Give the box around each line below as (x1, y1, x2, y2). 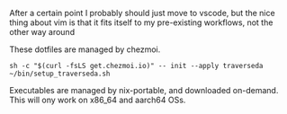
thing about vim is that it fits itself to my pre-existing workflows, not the (9, 17, 274, 28)
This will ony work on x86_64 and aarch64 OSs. (9, 94, 186, 105)
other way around (9, 27, 75, 37)
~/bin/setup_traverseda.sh (9, 69, 111, 78)
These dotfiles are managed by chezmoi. (9, 44, 161, 55)
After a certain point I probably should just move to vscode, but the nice (9, 8, 276, 18)
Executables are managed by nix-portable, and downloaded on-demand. (9, 85, 279, 95)
